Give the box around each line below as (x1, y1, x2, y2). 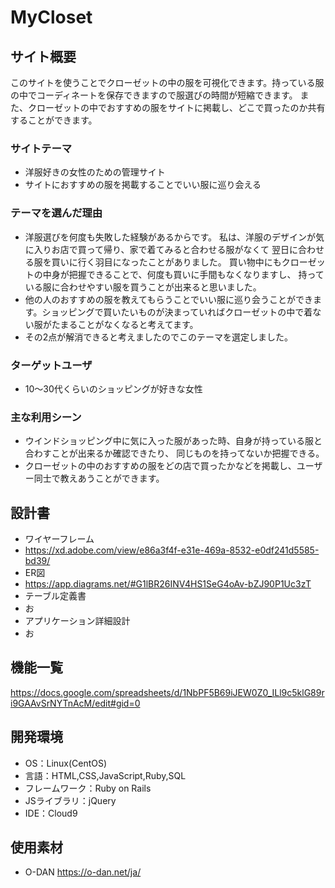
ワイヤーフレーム (24, 533, 95, 545)
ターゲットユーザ (10, 358, 93, 372)
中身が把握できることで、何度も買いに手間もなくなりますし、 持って (42, 268, 325, 280)
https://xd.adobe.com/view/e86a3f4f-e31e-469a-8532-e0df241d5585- (24, 544, 320, 556)
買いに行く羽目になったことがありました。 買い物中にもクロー (51, 256, 308, 268)
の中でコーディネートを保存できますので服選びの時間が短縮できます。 (10, 89, 298, 101)
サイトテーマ (10, 141, 73, 155)
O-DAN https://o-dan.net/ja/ (24, 866, 142, 878)
